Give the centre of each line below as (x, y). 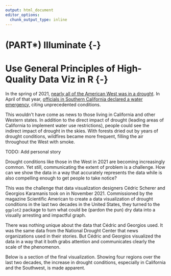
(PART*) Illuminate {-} (53, 45)
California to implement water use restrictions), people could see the (77, 125)
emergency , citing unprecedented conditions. (53, 104)
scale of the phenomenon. (33, 247)
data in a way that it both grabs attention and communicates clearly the (80, 241)
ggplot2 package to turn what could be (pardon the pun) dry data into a (80, 210)
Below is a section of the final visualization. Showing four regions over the (83, 257)
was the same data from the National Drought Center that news (72, 230)
